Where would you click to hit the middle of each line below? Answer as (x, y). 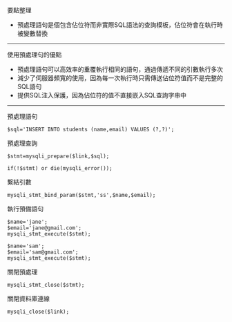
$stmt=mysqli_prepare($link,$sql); (58, 156)
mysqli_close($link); (38, 312)
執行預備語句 (25, 209)
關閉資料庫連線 (28, 299)
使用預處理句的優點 (35, 55)
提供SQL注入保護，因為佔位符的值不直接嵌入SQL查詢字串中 (102, 95)
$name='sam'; (26, 246)
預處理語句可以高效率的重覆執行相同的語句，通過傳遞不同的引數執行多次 (120, 69)
